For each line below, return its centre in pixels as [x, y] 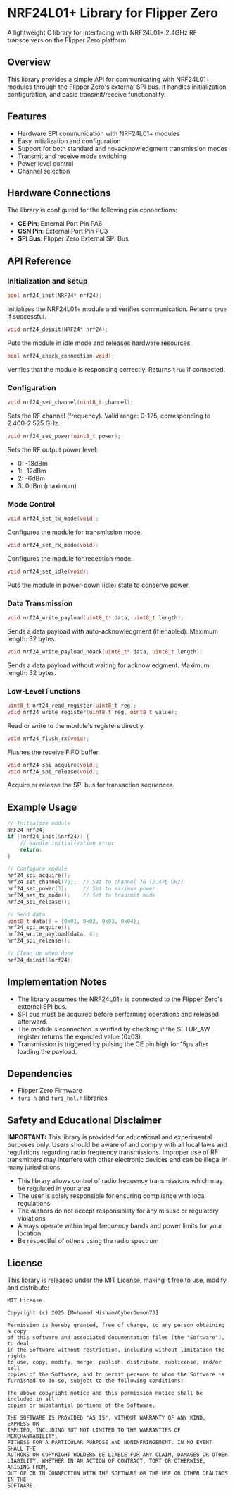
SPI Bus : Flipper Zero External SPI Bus [73, 238]
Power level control [45, 163]
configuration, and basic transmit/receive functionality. [87, 94]
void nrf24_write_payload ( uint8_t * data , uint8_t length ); [96, 618]
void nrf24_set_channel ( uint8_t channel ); [70, 402]
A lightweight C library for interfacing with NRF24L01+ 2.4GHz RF [102, 32]
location [29, 1233]
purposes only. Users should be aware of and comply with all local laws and [118, 1145]
